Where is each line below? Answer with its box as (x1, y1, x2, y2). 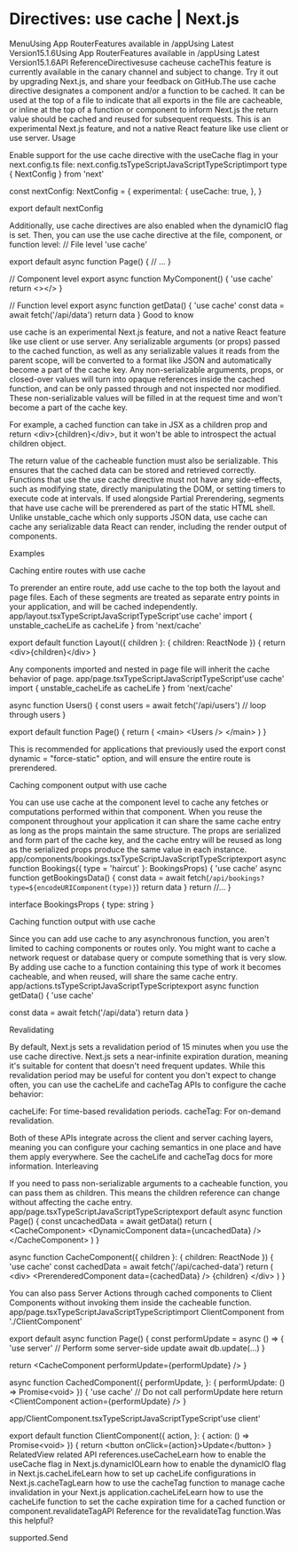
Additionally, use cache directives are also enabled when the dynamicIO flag (9, 220, 288, 231)
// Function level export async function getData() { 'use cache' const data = (9, 300, 286, 311)
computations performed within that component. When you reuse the (9, 806, 263, 816)
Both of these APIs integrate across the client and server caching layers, (9, 1132, 273, 1143)
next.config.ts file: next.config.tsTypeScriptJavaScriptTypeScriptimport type (9, 159, 287, 169)
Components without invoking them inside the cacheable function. (9, 1296, 252, 1308)
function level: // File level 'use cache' (9, 239, 148, 249)
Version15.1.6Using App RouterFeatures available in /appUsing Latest (9, 47, 260, 58)
